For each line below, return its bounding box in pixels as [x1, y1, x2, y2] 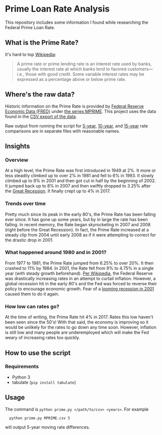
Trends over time [5, 200, 46, 207]
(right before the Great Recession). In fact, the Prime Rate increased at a [5, 227, 149, 233]
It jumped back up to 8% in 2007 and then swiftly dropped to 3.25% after [5, 183, 151, 189]
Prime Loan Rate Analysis [5, 3, 110, 15]
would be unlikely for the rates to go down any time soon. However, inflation [5, 325, 157, 330]
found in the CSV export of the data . [5, 113, 77, 119]
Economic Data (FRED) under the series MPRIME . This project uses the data [5, 108, 156, 114]
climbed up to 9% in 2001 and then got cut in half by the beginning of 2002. [5, 178, 156, 184]
